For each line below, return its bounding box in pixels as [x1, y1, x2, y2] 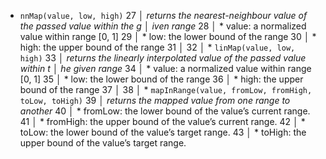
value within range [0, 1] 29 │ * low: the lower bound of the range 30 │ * [19, 31, 317, 42]
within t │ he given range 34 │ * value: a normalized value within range [19, 63, 312, 74]
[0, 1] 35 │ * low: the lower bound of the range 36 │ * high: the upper [19, 73, 304, 85]
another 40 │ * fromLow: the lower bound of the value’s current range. [19, 105, 311, 117]
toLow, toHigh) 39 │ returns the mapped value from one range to [19, 95, 291, 106]
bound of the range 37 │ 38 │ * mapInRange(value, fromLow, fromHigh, [19, 84, 313, 95]
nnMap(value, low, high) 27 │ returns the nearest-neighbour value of [19, 10, 308, 21]
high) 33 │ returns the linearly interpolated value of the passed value [19, 52, 307, 64]
